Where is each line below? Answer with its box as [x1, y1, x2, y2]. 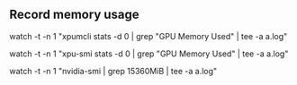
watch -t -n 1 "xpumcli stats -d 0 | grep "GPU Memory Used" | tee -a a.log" [9, 30, 288, 41]
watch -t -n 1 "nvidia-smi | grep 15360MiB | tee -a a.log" [9, 65, 218, 76]
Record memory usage [9, 7, 139, 22]
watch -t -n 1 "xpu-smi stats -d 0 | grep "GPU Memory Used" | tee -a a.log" [9, 48, 289, 59]
